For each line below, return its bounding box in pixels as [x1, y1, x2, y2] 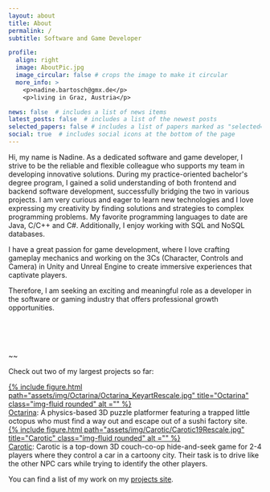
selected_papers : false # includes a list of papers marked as [8, 123, 225, 131]
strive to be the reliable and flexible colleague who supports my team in [8, 161, 245, 170]
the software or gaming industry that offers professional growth [8, 294, 219, 303]
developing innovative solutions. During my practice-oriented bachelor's [8, 169, 248, 179]
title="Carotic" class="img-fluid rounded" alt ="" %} [8, 433, 181, 442]
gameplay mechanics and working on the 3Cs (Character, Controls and [8, 253, 243, 262]
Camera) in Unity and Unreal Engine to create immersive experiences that [8, 262, 252, 271]
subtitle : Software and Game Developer [8, 34, 142, 43]
